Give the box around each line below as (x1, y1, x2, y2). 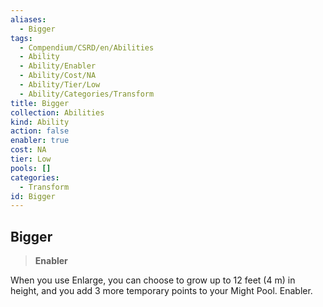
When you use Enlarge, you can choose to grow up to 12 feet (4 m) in (10, 274, 296, 286)
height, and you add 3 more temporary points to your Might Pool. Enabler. (10, 285, 313, 297)
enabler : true (10, 136, 70, 146)
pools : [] (10, 163, 52, 173)
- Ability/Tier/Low (19, 80, 101, 90)
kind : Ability (10, 117, 70, 127)
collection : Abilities (10, 107, 105, 118)
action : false (10, 126, 70, 136)
